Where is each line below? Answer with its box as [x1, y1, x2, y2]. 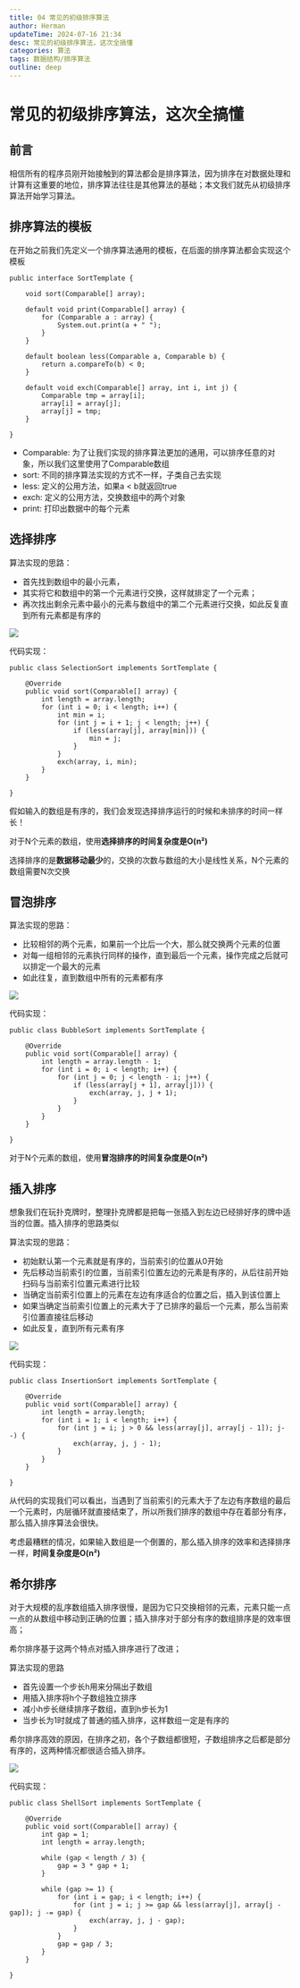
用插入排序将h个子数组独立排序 [21, 1692, 137, 1703]
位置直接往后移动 [29, 1312, 94, 1322]
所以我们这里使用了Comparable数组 [37, 458, 170, 469]
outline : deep [9, 64, 62, 72]
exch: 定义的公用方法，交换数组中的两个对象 [21, 491, 186, 502]
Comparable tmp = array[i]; [41, 391, 146, 400]
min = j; [88, 734, 122, 743]
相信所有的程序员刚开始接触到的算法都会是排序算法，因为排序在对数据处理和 [9, 167, 291, 179]
